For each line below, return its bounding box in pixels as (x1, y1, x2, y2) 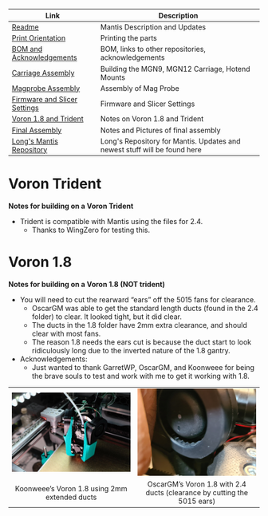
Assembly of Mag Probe (100, 83, 179, 93)
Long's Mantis (11, 136, 58, 146)
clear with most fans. (31, 329, 101, 339)
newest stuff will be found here (100, 144, 202, 154)
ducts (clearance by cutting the (145, 488, 249, 498)
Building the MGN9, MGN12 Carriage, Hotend (100, 64, 250, 73)
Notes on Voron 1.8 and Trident (100, 114, 204, 124)
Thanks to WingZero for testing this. (31, 225, 151, 235)
